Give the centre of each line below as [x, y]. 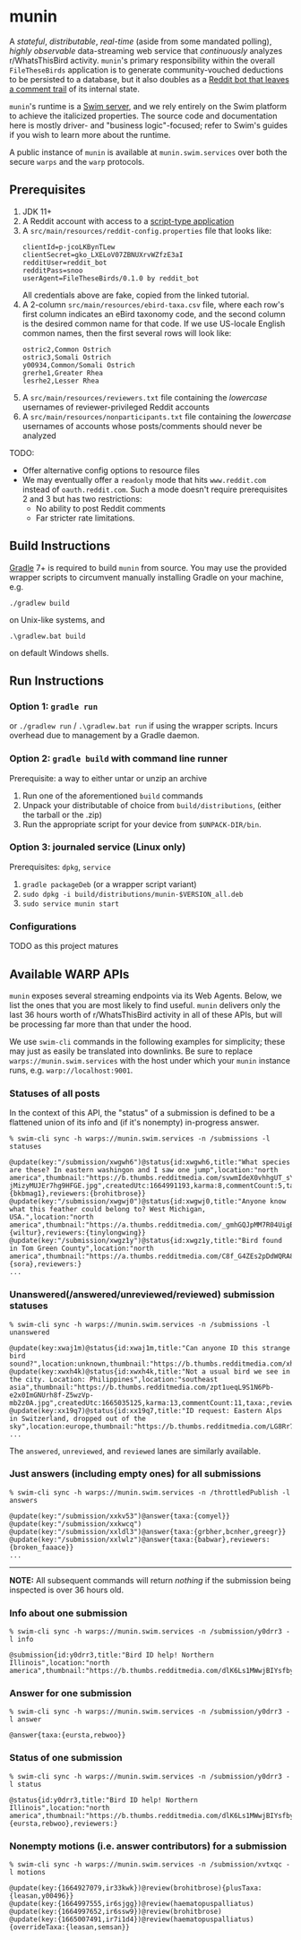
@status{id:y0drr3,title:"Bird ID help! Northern [104, 1800]
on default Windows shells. [59, 652]
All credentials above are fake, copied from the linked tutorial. [136, 295]
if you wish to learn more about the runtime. [90, 134]
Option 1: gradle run [54, 706]
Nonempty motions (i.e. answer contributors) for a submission [148, 1846]
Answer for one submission [71, 1694]
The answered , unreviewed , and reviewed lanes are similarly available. [135, 1451]
